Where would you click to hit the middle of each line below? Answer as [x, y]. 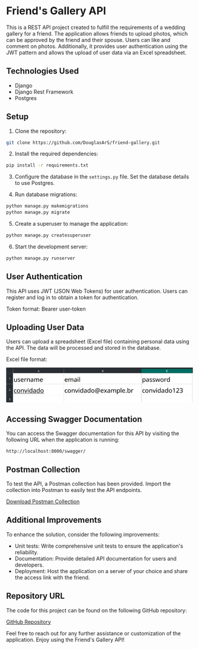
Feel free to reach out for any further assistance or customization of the [94, 633]
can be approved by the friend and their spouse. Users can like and [88, 40]
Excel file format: [27, 359]
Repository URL [36, 596]
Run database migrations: [46, 194]
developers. [29, 565]
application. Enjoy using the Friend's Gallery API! [65, 640]
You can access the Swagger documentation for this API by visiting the [93, 433]
